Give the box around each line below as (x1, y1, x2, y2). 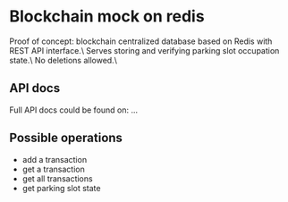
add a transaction (21, 154, 88, 164)
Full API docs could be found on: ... (9, 105, 139, 115)
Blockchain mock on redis (9, 6, 205, 27)
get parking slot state (21, 182, 101, 193)
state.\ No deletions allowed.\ (9, 55, 118, 65)
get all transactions (21, 173, 93, 184)
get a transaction (21, 164, 85, 174)
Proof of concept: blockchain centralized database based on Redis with (9, 36, 273, 46)
